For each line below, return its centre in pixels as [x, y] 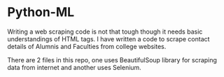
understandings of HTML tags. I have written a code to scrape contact [108, 38]
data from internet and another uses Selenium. [74, 67]
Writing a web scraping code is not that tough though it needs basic [105, 31]
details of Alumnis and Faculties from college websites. [87, 46]
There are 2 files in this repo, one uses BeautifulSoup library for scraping [112, 59]
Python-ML [41, 12]
